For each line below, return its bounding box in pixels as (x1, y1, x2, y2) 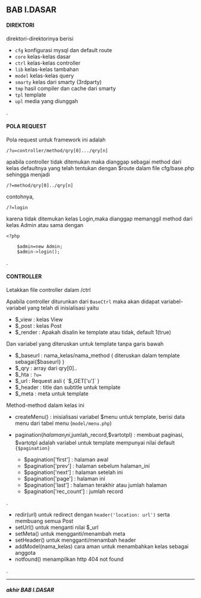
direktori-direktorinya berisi (6, 35, 74, 42)
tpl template (14, 91, 47, 98)
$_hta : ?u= (14, 371, 42, 378)
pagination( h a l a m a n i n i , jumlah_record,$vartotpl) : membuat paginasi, (14, 431, 184, 440)
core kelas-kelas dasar (14, 53, 71, 60)
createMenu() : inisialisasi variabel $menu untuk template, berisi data (14, 413, 185, 420)
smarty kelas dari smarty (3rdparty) (14, 78, 102, 86)
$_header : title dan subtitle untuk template (14, 383, 121, 391)
